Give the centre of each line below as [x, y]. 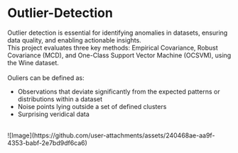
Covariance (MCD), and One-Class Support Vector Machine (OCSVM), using [119, 55]
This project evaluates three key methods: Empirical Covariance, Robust [113, 47]
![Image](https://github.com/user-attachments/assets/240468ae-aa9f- [111, 135]
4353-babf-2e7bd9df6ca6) [47, 142]
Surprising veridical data [54, 114]
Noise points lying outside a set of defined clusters [92, 106]
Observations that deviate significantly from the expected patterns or [119, 91]
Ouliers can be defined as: [46, 78]
